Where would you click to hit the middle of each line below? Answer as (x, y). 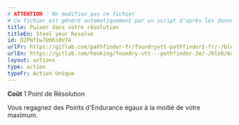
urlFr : (17, 47)
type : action (27, 67)
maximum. (22, 115)
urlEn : (17, 54)
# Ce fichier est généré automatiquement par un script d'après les (111, 21)
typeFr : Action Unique (41, 73)
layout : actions (31, 60)
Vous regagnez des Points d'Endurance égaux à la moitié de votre (104, 107)
